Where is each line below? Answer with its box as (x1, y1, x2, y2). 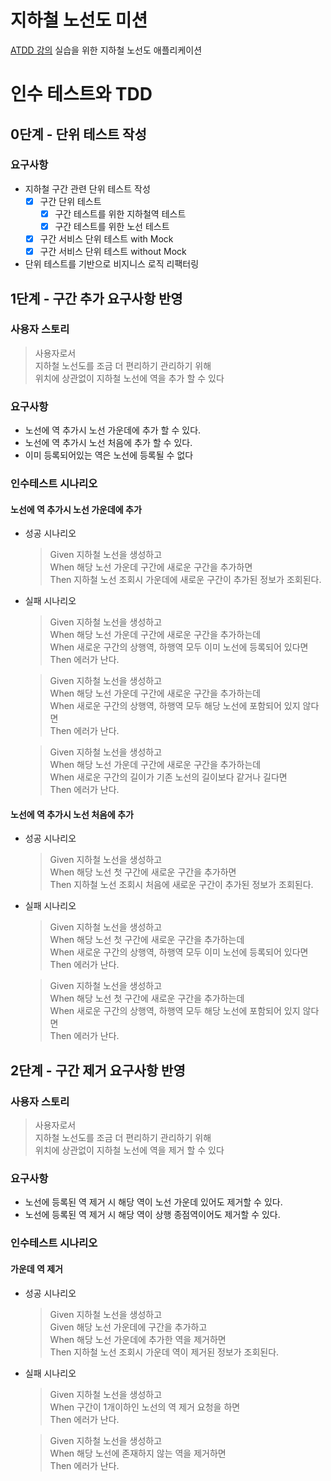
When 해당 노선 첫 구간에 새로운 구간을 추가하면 (49, 866, 237, 878)
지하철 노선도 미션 (10, 9, 148, 32)
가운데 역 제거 (10, 1262, 63, 1275)
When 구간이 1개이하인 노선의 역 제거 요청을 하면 (49, 1401, 241, 1413)
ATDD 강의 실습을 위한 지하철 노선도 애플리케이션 (10, 44, 203, 56)
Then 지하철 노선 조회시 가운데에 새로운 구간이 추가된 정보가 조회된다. (49, 574, 322, 586)
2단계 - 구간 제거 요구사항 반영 (10, 1062, 186, 1079)
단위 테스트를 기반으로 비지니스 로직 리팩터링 (24, 258, 200, 270)
